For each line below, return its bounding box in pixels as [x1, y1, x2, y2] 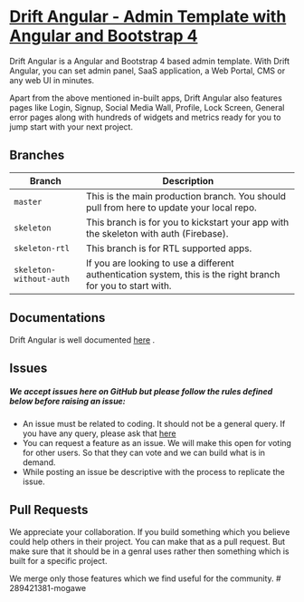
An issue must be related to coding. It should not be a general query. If [22, 418, 286, 429]
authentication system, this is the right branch [85, 267, 280, 280]
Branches [9, 148, 65, 163]
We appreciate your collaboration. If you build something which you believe [9, 526, 290, 537]
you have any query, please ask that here [22, 428, 176, 439]
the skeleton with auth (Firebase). [85, 227, 229, 239]
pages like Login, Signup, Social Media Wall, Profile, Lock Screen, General [9, 102, 285, 112]
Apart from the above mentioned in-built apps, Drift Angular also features [9, 92, 282, 103]
